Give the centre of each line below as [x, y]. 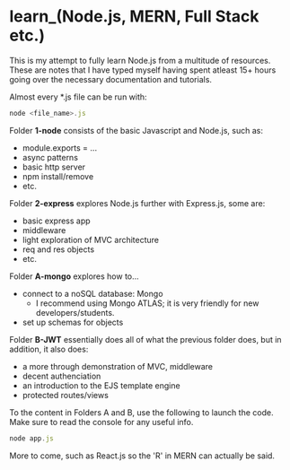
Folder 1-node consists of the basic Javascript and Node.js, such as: [136, 130]
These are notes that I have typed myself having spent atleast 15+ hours [143, 70]
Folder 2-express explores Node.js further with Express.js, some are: [137, 203]
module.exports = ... [59, 148]
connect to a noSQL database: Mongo [92, 293]
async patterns [50, 157]
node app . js [31, 438]
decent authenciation [62, 376]
